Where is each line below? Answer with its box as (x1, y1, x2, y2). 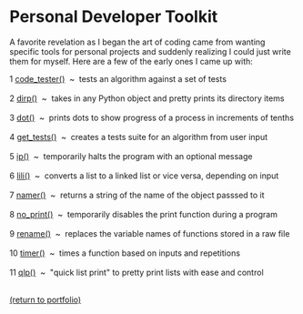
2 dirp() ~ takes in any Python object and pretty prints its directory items (9, 93, 285, 104)
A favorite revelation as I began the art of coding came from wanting (9, 36, 266, 47)
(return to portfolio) (9, 294, 82, 305)
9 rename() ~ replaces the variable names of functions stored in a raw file (9, 228, 290, 238)
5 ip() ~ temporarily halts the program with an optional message (9, 150, 253, 161)
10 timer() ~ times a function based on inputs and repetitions (9, 248, 241, 258)
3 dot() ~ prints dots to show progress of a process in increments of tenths (9, 112, 294, 123)
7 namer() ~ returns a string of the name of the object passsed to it (9, 189, 266, 200)
